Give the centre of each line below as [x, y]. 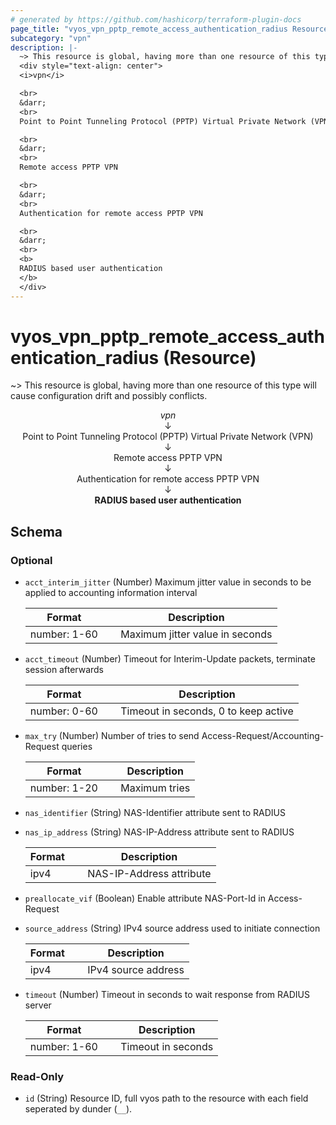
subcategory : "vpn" [51, 38]
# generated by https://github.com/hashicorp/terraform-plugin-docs [156, 19]
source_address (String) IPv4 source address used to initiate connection [172, 928]
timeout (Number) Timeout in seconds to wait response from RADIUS [167, 995]
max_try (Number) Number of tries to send [112, 736]
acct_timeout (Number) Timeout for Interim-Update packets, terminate [170, 659]
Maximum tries [155, 788]
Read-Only [37, 1077]
